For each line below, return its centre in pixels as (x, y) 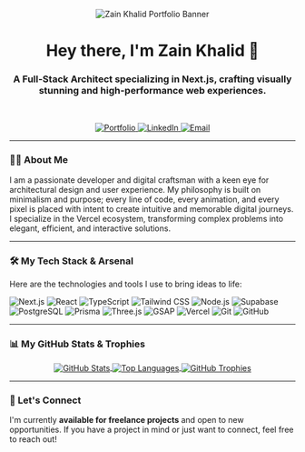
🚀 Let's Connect (45, 400)
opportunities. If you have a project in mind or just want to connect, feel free (152, 430)
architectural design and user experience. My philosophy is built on (135, 189)
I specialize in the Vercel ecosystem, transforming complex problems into (147, 218)
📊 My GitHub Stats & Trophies (77, 344)
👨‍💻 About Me (39, 160)
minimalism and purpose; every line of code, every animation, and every (144, 199)
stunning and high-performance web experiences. (152, 91)
